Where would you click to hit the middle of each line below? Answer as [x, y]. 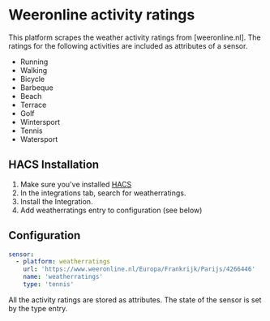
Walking [34, 70]
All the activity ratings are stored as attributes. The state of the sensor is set [135, 300]
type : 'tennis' [49, 285]
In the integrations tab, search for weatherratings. [103, 193]
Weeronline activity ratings [102, 15]
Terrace [33, 105]
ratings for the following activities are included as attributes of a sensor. [128, 45]
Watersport [39, 139]
